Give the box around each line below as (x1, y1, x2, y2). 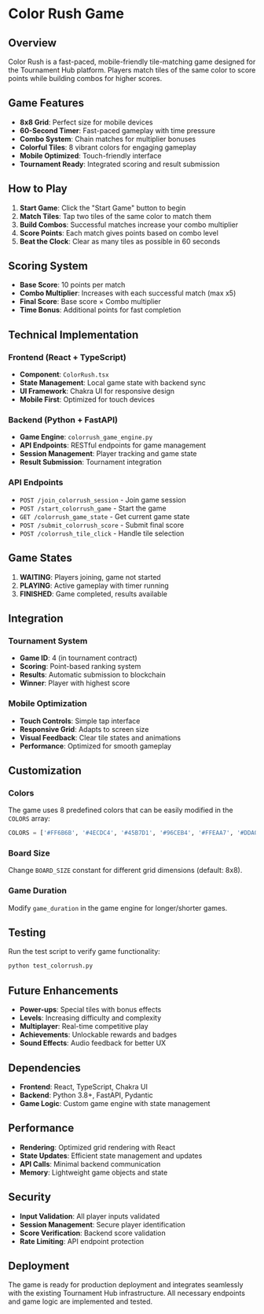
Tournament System (8, 635, 88, 646)
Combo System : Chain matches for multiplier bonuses (19, 134, 196, 143)
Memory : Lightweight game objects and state (19, 1167, 168, 1177)
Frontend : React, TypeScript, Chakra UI (19, 1082, 148, 1091)
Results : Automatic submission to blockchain (19, 670, 167, 680)
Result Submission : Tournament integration (19, 458, 163, 467)
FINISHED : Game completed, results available (19, 588, 167, 599)
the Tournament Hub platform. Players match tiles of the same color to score (8, 65, 256, 75)
